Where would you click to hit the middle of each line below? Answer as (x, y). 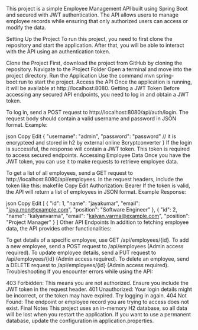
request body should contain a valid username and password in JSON (91, 118)
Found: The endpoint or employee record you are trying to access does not (98, 302)
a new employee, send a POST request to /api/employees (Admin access (95, 246)
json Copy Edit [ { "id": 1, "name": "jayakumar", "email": (73, 203)
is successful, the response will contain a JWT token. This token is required (98, 149)
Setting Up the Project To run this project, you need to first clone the (89, 39)
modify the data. (26, 27)
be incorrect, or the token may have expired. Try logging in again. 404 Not (97, 295)
